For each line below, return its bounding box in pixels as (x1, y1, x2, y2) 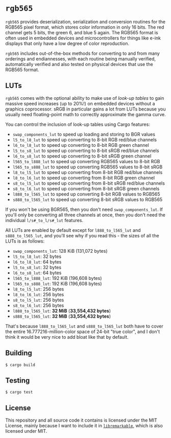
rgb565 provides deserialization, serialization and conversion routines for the (5, 18, 166, 25)
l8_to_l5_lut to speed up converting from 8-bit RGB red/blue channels (12, 169, 163, 175)
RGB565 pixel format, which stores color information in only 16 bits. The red (5, 24, 164, 30)
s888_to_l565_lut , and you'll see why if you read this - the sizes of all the (5, 232, 159, 238)
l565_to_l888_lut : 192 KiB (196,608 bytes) (12, 275, 102, 281)
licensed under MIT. (5, 428, 47, 434)
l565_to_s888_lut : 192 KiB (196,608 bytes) (12, 280, 102, 287)
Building (5, 349, 32, 358)
